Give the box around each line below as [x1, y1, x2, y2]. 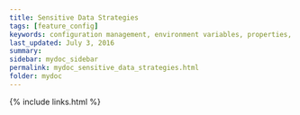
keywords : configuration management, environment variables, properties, [9, 30, 293, 39]
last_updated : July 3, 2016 [9, 38, 115, 48]
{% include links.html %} [9, 96, 101, 107]
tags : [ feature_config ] [9, 22, 99, 31]
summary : [9, 47, 42, 56]
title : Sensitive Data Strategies [9, 13, 140, 22]
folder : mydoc [9, 72, 63, 81]
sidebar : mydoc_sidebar [9, 55, 99, 64]
